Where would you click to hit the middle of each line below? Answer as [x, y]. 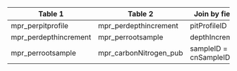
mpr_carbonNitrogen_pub [140, 53]
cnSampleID [210, 57]
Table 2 [141, 14]
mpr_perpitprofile [40, 26]
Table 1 [51, 14]
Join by [207, 14]
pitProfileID [208, 26]
